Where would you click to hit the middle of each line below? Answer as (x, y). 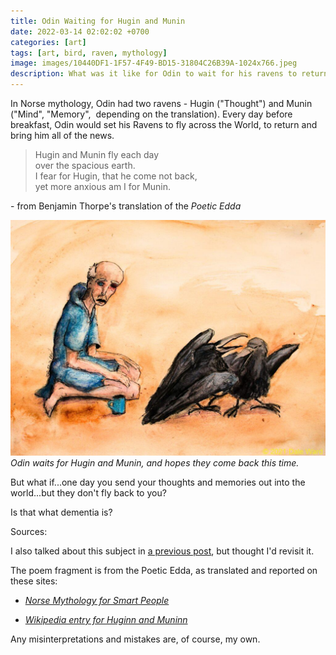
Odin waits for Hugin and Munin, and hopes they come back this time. (155, 463)
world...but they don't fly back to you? (88, 493)
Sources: (29, 532)
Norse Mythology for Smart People (97, 601)
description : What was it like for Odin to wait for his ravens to (154, 74)
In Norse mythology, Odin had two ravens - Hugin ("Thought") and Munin (161, 103)
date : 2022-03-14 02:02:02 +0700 (80, 31)
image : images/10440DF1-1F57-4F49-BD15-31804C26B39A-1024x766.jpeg (154, 63)
